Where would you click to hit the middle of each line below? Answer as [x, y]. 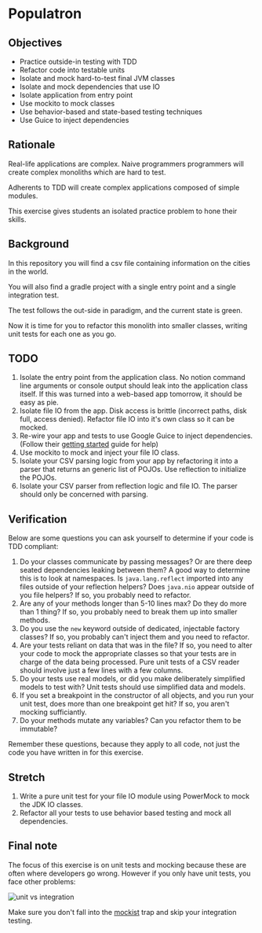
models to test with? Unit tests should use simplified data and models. [132, 687]
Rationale [32, 145]
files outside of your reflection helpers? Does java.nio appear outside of [137, 587]
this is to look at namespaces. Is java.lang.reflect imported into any [131, 578]
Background [38, 244]
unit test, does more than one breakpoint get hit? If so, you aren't [124, 704]
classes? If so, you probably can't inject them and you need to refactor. [134, 637]
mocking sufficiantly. [53, 712]
